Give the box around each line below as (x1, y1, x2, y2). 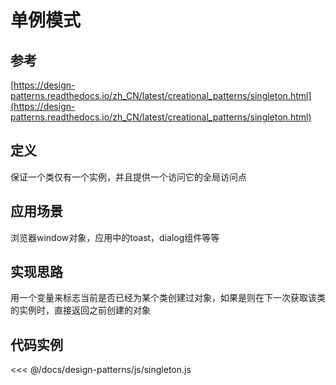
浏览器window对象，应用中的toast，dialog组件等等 (10, 231, 220, 243)
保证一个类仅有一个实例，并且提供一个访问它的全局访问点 (10, 171, 247, 183)
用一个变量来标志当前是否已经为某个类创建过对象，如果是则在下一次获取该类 (10, 292, 326, 304)
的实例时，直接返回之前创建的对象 (10, 304, 151, 316)
